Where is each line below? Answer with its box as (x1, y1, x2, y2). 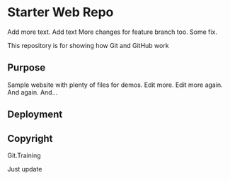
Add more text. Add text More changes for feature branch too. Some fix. (7, 28, 218, 36)
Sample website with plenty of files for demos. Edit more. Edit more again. (7, 80, 223, 89)
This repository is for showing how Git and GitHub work (7, 41, 169, 49)
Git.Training (7, 151, 41, 160)
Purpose (7, 61, 46, 74)
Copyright (7, 132, 53, 145)
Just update (7, 164, 42, 173)
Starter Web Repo (7, 4, 114, 20)
